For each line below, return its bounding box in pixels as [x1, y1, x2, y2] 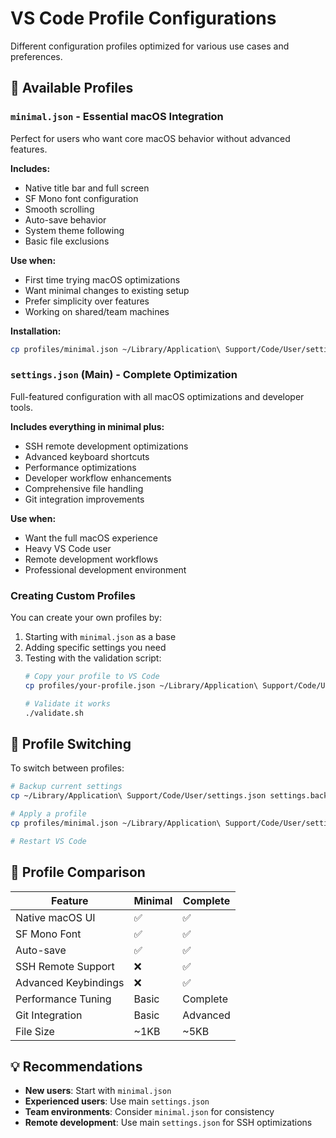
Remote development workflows [24, 553, 159, 565]
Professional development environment [24, 563, 187, 576]
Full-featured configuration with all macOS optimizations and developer [10, 390, 305, 402]
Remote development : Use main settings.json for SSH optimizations [24, 1117, 313, 1129]
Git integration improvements [24, 493, 145, 505]
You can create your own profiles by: [10, 612, 162, 624]
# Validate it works [24, 698, 111, 709]
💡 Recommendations [10, 1058, 143, 1075]
